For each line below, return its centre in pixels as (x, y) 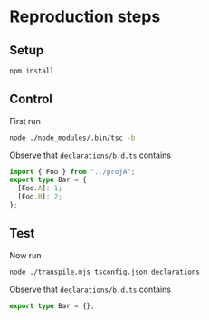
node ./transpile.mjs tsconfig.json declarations (105, 272)
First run (25, 121)
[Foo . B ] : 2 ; (40, 197)
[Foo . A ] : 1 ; (40, 189)
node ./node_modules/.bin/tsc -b (72, 138)
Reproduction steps (85, 17)
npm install (32, 71)
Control (31, 99)
